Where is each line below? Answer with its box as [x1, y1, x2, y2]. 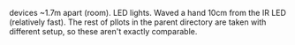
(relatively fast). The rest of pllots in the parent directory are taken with [9, 17, 267, 27]
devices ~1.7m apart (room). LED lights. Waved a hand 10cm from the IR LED [9, 8, 287, 18]
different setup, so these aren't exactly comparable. [9, 26, 198, 36]
